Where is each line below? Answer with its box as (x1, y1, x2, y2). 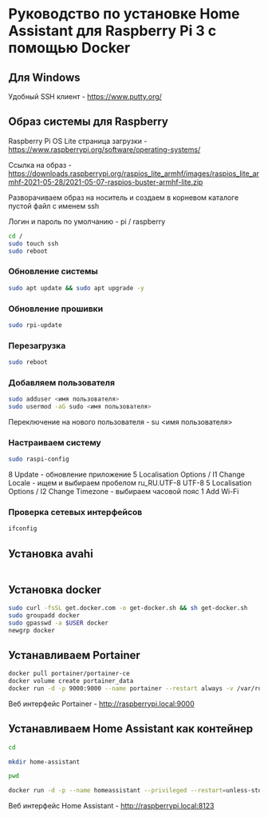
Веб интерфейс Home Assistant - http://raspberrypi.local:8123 (8, 801, 215, 811)
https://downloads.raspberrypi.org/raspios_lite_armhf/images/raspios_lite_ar (8, 169, 259, 178)
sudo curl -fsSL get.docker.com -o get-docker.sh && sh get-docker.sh (8, 604, 248, 612)
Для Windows (8, 70, 81, 84)
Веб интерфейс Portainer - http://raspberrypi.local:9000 (8, 699, 195, 708)
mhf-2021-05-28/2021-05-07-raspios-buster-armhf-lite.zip (8, 177, 203, 186)
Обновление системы (8, 265, 98, 277)
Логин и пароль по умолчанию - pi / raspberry (8, 217, 166, 226)
